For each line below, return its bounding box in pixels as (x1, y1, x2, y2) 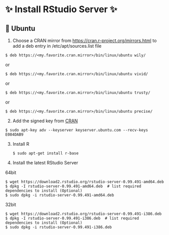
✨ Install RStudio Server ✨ (5, 4, 117, 15)
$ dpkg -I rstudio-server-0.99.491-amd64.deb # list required (5, 184, 142, 189)
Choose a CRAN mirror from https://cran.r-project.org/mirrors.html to (12, 38, 157, 44)
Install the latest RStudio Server (12, 160, 78, 165)
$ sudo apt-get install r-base (12, 151, 79, 156)
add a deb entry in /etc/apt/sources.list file (12, 43, 102, 49)
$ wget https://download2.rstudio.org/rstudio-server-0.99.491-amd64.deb (5, 179, 164, 184)
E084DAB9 (5, 132, 24, 137)
